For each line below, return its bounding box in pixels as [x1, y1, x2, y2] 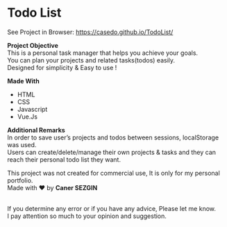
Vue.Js [17, 112, 38, 121]
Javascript [17, 105, 48, 113]
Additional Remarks [7, 126, 66, 134]
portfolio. [7, 176, 33, 185]
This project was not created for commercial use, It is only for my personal [7, 169, 220, 177]
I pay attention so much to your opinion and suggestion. [7, 212, 167, 220]
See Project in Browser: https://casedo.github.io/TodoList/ [7, 28, 174, 36]
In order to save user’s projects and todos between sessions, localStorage [7, 133, 219, 142]
